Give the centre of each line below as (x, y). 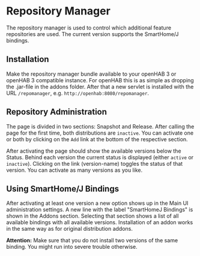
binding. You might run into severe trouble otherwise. (72, 247)
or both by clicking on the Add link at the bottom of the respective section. (97, 139)
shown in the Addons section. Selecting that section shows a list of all (92, 216)
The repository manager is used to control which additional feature (89, 28)
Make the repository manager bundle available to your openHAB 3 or (91, 74)
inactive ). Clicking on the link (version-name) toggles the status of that (95, 163)
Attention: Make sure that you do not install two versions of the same (92, 240)
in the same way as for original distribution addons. (70, 229)
